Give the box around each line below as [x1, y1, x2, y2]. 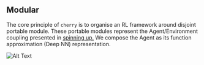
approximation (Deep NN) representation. [6, 40, 111, 47]
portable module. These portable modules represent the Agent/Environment [6, 27, 198, 35]
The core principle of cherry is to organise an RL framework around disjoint [6, 21, 196, 28]
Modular [6, 5, 40, 15]
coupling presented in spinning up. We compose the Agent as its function [6, 33, 192, 41]
